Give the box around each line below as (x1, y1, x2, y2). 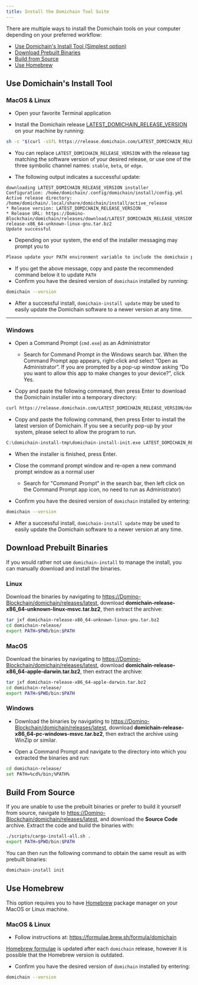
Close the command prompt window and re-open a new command (14, 462, 177, 469)
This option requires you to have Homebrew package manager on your (6, 899, 178, 906)
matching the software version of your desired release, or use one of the (14, 156, 192, 163)
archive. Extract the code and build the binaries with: (6, 822, 134, 829)
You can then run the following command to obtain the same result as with (6, 850, 187, 857)
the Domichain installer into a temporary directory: (14, 394, 137, 401)
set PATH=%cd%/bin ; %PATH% (6, 771, 70, 777)
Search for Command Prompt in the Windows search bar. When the (23, 351, 187, 358)
